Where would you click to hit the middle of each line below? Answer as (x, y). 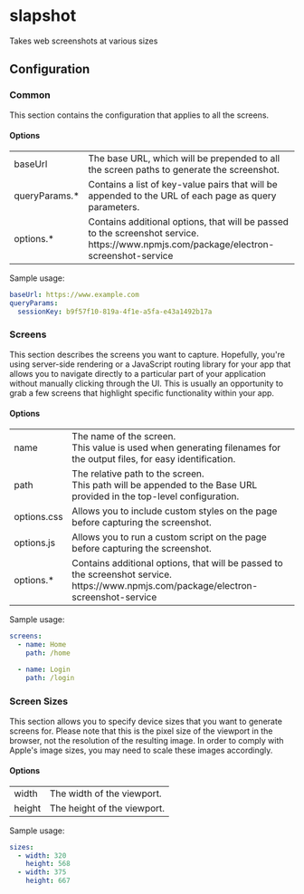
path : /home (48, 653)
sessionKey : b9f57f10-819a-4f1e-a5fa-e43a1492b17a (115, 312)
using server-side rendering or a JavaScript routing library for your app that (150, 364)
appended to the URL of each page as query (182, 196)
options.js (35, 543)
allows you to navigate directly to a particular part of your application (138, 373)
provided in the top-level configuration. (156, 496)
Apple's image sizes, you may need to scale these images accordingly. (141, 750)
